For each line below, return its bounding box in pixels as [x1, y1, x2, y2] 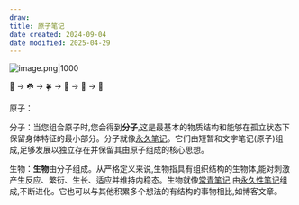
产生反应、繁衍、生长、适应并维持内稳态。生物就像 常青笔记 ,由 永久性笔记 [9, 174, 281, 185]
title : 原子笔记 [9, 22, 65, 31]
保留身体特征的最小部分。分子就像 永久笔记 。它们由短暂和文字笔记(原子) [9, 133, 276, 144]
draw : [9, 13, 30, 22]
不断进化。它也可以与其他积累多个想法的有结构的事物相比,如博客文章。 [19, 186, 283, 197]
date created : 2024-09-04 [9, 30, 106, 39]
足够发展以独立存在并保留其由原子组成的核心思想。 [19, 145, 210, 156]
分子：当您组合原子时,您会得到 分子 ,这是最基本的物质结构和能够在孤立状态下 [9, 122, 291, 133]
